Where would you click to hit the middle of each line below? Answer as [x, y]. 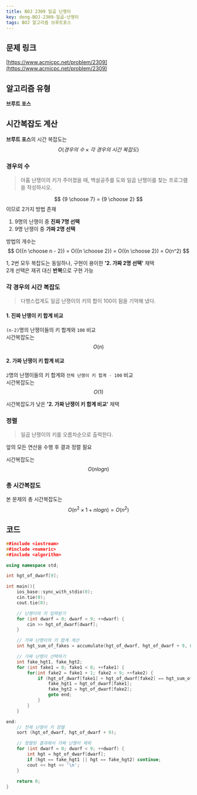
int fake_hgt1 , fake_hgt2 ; [50, 662]
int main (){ [21, 586]
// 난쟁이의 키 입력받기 [41, 613]
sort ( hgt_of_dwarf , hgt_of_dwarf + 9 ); [67, 733]
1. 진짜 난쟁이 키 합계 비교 [35, 316]
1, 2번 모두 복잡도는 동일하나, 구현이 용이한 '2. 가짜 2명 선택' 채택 [80, 263]
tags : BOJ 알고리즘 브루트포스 [39, 22]
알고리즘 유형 [28, 88]
